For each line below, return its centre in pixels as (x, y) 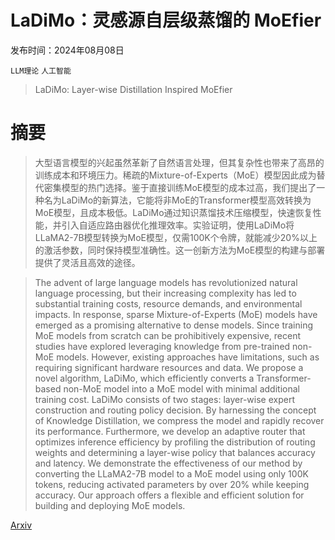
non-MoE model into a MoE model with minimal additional (181, 388)
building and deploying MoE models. (110, 505)
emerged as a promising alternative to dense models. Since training (174, 325)
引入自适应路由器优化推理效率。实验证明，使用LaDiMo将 (178, 225)
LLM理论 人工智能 (41, 71)
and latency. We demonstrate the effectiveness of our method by (168, 463)
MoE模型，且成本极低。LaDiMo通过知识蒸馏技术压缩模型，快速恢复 (173, 212)
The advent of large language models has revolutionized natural (166, 282)
